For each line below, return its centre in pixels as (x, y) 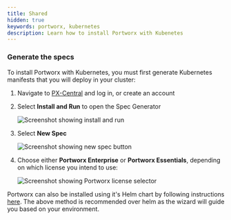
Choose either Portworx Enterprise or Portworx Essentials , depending (119, 160)
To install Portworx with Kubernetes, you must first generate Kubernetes (110, 72)
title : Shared (28, 13)
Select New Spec (42, 133)
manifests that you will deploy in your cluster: (71, 80)
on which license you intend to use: (68, 167)
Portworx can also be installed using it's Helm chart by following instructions (116, 194)
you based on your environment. (53, 209)
